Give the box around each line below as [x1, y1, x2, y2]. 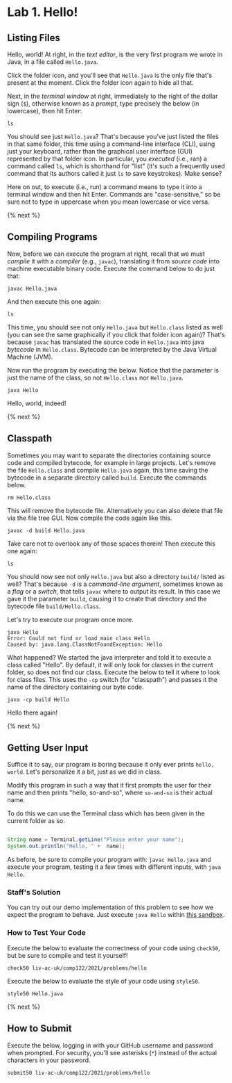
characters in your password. [7, 1056, 91, 1064]
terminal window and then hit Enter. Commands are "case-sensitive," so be [7, 190, 221, 198]
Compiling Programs [7, 231, 98, 243]
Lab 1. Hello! [7, 4, 78, 20]
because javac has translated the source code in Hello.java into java [7, 338, 204, 346]
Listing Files [7, 32, 61, 44]
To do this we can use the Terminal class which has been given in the [7, 809, 206, 817]
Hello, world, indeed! [7, 399, 66, 407]
